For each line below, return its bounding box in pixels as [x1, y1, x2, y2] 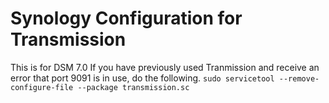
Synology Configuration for [10, 7, 243, 30]
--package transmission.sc [77, 82, 190, 92]
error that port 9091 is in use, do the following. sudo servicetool [10, 72, 275, 84]
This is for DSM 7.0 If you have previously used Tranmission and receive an [10, 61, 320, 73]
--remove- [278, 73, 320, 84]
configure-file [10, 82, 74, 92]
